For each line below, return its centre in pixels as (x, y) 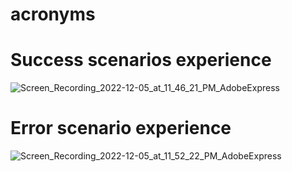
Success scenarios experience (141, 60)
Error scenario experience (121, 128)
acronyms (53, 14)
